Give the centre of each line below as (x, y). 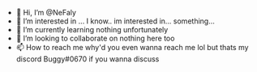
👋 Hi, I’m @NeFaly (46, 13)
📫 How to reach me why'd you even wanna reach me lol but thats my (132, 47)
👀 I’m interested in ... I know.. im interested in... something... (115, 21)
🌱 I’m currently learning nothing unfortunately (92, 30)
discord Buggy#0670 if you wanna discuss (88, 59)
